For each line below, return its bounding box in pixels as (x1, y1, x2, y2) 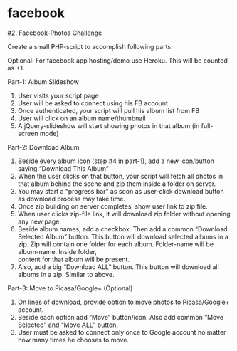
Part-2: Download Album (7, 142, 80, 151)
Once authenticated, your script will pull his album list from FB (17, 106, 200, 115)
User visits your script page (17, 91, 99, 100)
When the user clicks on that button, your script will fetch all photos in (17, 172, 223, 180)
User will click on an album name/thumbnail (17, 114, 146, 122)
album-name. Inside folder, (17, 247, 98, 256)
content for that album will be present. (17, 255, 130, 263)
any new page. (17, 217, 62, 226)
